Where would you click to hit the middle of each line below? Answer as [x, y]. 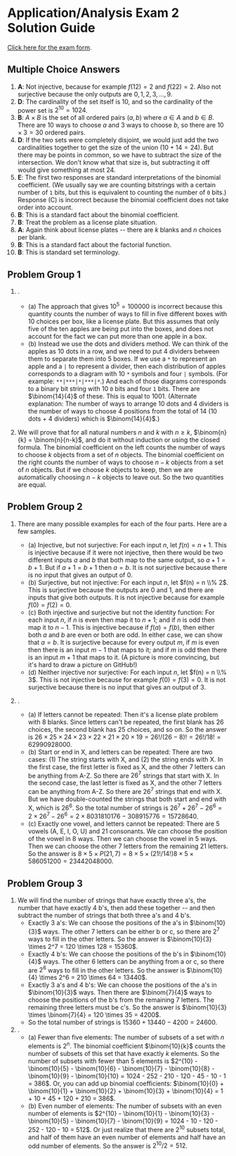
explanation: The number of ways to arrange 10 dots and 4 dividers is [129, 404]
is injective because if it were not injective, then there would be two [125, 552]
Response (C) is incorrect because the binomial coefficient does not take [123, 200]
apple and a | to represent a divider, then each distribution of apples [127, 366]
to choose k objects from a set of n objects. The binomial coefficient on [121, 454]
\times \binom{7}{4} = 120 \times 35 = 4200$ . [94, 1015]
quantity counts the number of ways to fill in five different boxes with [127, 313]
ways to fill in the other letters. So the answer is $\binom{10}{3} [120, 939]
